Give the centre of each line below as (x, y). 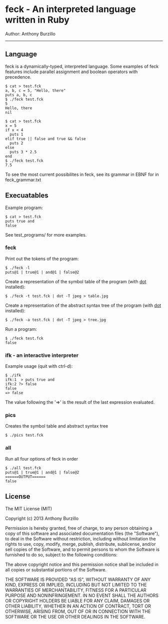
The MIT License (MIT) (29, 508)
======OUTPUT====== (25, 477)
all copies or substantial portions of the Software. (56, 569)
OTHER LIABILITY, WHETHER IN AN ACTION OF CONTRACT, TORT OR (78, 606)
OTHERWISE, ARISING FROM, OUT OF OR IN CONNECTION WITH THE (78, 611)
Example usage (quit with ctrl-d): (39, 366)
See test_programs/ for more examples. (46, 235)
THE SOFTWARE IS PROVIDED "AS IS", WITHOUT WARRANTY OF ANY (78, 579)
